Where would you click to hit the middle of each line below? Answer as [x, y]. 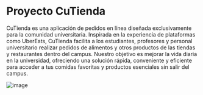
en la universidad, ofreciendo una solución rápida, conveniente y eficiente [99, 60]
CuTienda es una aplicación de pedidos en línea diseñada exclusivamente [99, 28]
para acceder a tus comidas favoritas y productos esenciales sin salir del [98, 67]
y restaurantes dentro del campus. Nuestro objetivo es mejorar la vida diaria [102, 54]
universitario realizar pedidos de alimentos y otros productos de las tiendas [101, 47]
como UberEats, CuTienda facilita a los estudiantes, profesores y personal [99, 41]
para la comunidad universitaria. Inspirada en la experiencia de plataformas [101, 34]
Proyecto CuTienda [56, 11]
